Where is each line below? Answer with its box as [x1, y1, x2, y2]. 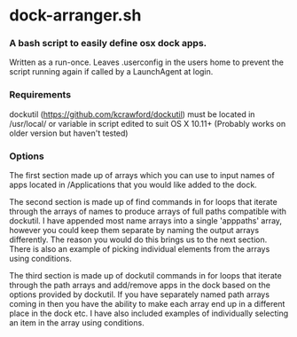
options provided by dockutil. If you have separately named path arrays [9, 289, 270, 300]
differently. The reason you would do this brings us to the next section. [9, 234, 268, 245]
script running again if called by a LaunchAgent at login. [9, 67, 214, 77]
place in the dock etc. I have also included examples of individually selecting [9, 308, 289, 319]
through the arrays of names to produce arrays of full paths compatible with [9, 206, 286, 217]
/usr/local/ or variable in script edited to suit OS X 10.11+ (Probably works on [9, 118, 286, 129]
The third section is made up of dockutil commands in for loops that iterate [9, 270, 282, 281]
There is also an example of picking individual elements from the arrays [9, 244, 270, 255]
